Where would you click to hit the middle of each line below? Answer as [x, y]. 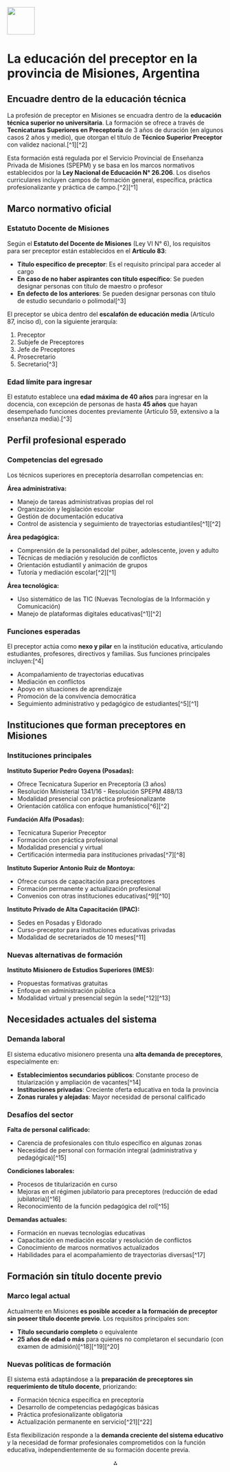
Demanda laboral [36, 1039]
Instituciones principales [49, 755]
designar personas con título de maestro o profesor [90, 286]
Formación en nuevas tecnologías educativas [81, 1232]
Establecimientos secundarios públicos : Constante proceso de [108, 1075]
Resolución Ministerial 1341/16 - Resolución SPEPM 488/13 [100, 791]
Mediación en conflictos [51, 682]
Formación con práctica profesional [67, 840]
